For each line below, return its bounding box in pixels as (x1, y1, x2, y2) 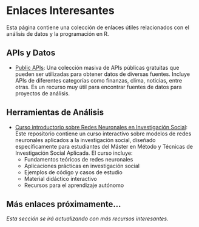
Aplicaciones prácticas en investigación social (24, 162, 140, 169)
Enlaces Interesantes (6, 4, 115, 18)
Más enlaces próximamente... (6, 198, 121, 209)
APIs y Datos (6, 48, 56, 58)
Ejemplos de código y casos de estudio (24, 168, 123, 176)
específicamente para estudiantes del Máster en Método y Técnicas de (15, 143, 193, 150)
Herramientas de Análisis (6, 107, 104, 118)
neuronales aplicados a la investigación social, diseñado (15, 136, 156, 143)
